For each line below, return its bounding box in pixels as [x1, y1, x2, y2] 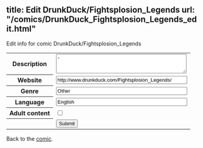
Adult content [9, 109, 50, 118]
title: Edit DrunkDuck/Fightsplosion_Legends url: [6, 5, 196, 15]
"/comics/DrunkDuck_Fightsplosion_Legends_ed [6, 15, 198, 25]
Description [12, 60, 47, 69]
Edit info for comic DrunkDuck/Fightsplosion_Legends [6, 39, 142, 47]
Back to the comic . [6, 135, 53, 142]
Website [17, 76, 43, 84]
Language [15, 98, 44, 107]
